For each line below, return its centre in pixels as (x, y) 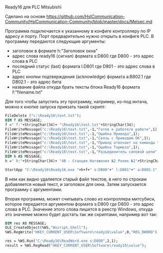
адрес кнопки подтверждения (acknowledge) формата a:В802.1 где (81, 77)
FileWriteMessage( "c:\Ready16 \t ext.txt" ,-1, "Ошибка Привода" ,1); (72, 134)
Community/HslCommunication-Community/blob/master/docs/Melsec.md (79, 22)
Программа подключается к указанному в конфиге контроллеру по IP (78, 31)
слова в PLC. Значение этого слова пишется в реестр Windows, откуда (79, 209)
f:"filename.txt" (27, 92)
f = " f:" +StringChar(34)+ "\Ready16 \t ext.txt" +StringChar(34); (70, 125)
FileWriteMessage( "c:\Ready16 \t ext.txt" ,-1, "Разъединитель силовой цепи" (81, 152)
